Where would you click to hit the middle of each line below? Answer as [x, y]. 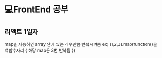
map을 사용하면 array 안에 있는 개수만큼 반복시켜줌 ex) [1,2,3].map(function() [79, 44]
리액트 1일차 [21, 32]
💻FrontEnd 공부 [37, 9]
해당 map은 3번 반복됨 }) [52, 50]
